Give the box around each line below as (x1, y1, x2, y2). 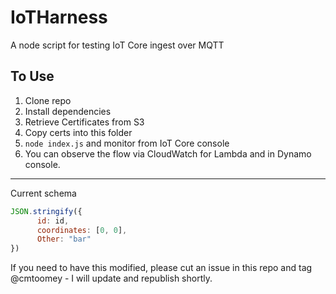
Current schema (10, 187, 77, 199)
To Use (10, 68, 55, 85)
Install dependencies (24, 105, 112, 117)
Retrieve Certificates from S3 (24, 116, 145, 128)
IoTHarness (10, 6, 108, 29)
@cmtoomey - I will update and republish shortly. (10, 272, 213, 285)
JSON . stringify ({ (10, 206, 83, 216)
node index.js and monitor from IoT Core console (24, 137, 230, 149)
